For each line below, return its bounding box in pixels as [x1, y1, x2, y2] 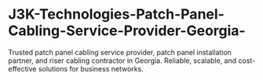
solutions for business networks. [38, 64, 144, 73]
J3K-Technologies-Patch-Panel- [8, 5, 225, 23]
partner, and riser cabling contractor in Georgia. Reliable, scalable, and [8, 56, 237, 65]
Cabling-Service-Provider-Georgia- [8, 22, 246, 40]
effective [8, 64, 37, 73]
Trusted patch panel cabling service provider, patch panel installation [8, 47, 232, 57]
